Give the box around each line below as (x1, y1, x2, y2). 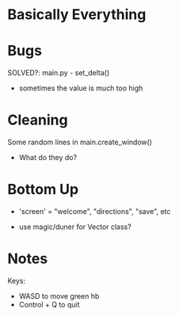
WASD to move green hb (18, 291, 100, 300)
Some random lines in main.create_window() (7, 137, 152, 147)
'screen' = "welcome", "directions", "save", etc (18, 207, 171, 216)
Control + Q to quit (18, 300, 80, 309)
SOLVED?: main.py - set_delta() (7, 68, 110, 78)
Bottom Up (7, 181, 79, 199)
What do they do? (18, 153, 77, 162)
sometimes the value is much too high (18, 83, 143, 93)
